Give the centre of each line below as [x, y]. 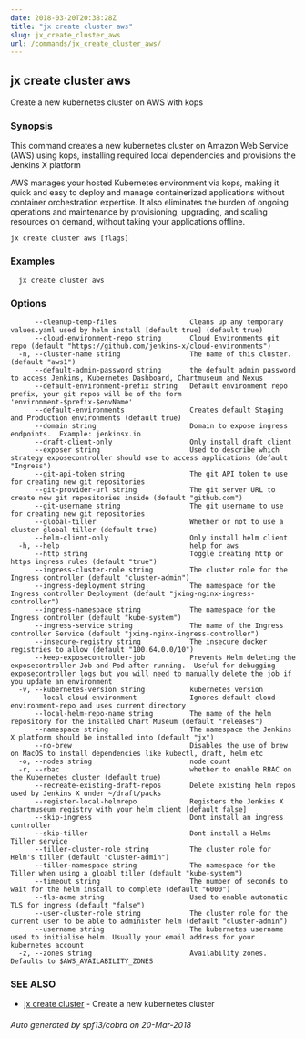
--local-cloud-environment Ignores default [142, 698]
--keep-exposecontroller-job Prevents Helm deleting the [165, 657]
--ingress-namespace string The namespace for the [155, 609]
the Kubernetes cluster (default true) [86, 777]
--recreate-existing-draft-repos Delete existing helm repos [165, 785]
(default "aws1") [43, 362]
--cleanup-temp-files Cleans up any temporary [159, 322]
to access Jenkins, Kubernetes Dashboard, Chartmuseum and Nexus [137, 378]
